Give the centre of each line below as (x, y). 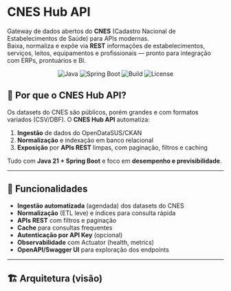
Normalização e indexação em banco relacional (85, 140)
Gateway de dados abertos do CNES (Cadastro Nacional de (92, 31)
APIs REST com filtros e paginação (67, 220)
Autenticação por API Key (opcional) (70, 234)
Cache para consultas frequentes (65, 228)
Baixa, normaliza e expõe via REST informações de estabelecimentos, (106, 46)
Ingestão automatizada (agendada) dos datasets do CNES (100, 205)
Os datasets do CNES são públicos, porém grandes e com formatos (103, 112)
